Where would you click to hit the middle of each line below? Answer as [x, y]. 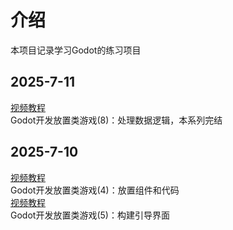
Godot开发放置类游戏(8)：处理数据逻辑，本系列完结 [116, 120]
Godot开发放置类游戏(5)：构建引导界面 [90, 215]
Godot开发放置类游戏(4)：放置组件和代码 [95, 190]
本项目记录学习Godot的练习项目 [76, 50]
